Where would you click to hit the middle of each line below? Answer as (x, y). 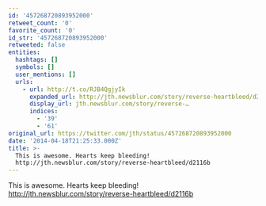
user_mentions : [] (46, 74)
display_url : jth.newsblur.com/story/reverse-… (109, 104)
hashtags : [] (37, 60)
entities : (25, 52)
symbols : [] (35, 67)
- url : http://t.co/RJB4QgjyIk (74, 89)
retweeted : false (37, 45)
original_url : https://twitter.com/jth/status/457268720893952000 (120, 133)
